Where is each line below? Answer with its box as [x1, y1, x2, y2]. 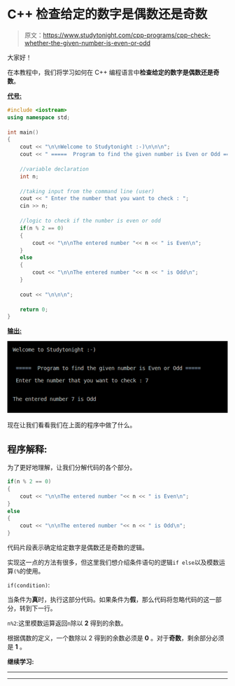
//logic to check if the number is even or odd [20, 218, 161, 225]
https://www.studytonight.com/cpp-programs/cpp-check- [43, 31, 211, 39]
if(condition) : [7, 581, 50, 589]
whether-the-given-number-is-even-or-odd [24, 38, 151, 47]
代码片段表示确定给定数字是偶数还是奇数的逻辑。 [7, 543, 148, 552]
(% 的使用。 [13, 567, 45, 575]
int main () [7, 129, 39, 136]
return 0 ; [20, 306, 49, 313]
